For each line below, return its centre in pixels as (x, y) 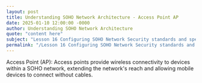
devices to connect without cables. (50, 75)
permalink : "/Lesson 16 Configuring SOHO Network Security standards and (101, 45)
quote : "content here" (35, 34)
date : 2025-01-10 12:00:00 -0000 (48, 23)
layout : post (23, 12)
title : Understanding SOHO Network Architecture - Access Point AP (93, 17)
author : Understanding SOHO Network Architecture (70, 28)
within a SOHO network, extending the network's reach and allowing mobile (100, 68)
